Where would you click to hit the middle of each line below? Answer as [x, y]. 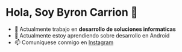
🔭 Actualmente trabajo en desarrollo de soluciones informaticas [95, 29]
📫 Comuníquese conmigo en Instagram [64, 42]
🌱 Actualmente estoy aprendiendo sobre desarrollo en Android [92, 35]
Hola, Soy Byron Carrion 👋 [72, 12]
